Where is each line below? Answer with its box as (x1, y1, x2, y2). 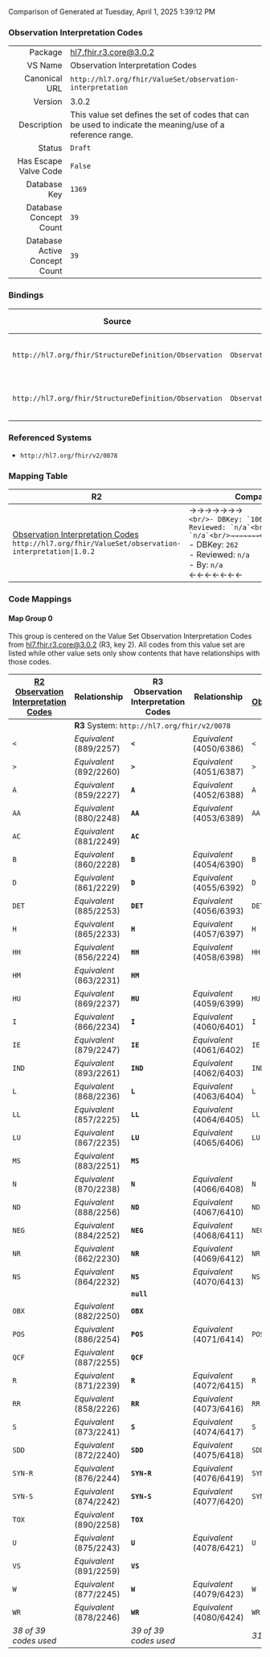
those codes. (8, 657, 52, 667)
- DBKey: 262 (188, 539, 239, 551)
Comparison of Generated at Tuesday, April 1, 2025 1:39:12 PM (8, 7, 215, 16)
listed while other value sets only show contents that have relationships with (8, 648, 260, 658)
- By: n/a (188, 560, 223, 571)
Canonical (23, 73, 63, 84)
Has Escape (17, 156, 63, 167)
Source (103, 315, 132, 327)
